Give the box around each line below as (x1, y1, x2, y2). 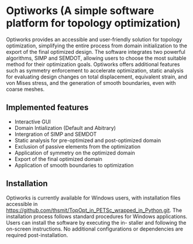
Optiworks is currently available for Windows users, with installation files (6, 194, 181, 201)
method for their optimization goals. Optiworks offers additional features (6, 60, 180, 68)
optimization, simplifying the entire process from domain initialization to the (6, 42, 187, 49)
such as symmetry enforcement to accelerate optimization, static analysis (6, 67, 184, 74)
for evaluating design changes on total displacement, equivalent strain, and (6, 73, 187, 80)
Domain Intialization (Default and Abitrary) (14, 124, 116, 131)
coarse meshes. (6, 85, 45, 92)
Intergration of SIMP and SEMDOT (14, 130, 97, 138)
